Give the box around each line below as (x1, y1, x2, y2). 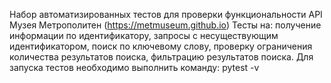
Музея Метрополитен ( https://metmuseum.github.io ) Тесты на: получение (9, 19, 322, 31)
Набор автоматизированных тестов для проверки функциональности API (9, 9, 323, 20)
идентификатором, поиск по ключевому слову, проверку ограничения (9, 40, 313, 52)
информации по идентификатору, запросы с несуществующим (9, 30, 279, 41)
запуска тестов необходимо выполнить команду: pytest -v (9, 62, 260, 73)
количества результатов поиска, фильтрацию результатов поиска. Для (9, 51, 314, 63)
